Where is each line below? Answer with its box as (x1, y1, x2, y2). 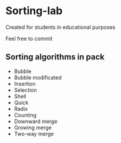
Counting (14, 111, 36, 118)
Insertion (14, 80, 36, 87)
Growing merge (14, 124, 52, 131)
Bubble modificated (14, 74, 62, 81)
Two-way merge (14, 130, 54, 137)
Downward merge (14, 118, 58, 125)
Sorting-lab (5, 4, 63, 18)
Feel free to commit (5, 35, 53, 42)
